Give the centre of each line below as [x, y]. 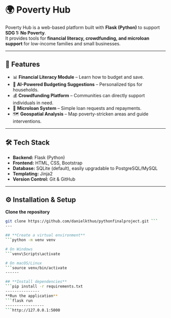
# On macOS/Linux [24, 263]
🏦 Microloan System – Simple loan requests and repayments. [77, 108]
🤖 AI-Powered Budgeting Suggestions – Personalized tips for [78, 84]
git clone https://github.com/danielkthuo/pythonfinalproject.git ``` [82, 221]
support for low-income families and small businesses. [63, 43]
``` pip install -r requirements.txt [44, 286]
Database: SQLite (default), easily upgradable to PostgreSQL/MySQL [85, 168]
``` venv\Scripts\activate [33, 254]
